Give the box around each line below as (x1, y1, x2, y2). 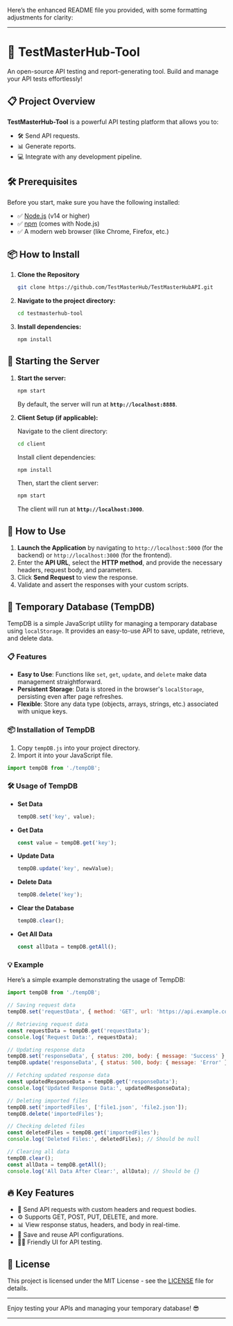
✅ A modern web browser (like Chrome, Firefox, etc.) (17, 227, 169, 235)
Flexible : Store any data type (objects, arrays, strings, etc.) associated (17, 700, 218, 709)
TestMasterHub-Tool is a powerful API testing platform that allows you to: (7, 118, 219, 126)
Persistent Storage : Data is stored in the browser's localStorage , (17, 685, 205, 693)
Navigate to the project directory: (17, 297, 116, 305)
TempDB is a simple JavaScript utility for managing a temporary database (7, 619, 218, 627)
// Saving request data (7, 1002, 76, 1009)
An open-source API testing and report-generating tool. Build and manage (7, 67, 219, 75)
